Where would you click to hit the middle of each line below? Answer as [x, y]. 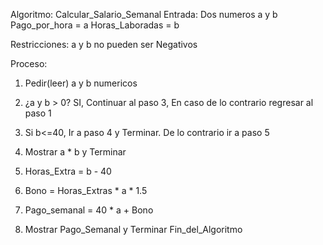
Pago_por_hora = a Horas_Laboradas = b [95, 25]
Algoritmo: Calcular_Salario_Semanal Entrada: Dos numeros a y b [144, 14]
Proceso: [29, 63]
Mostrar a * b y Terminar [75, 152]
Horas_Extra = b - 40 [68, 171]
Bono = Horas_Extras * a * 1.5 [86, 190]
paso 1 [38, 113]
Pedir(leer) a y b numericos [81, 83]
